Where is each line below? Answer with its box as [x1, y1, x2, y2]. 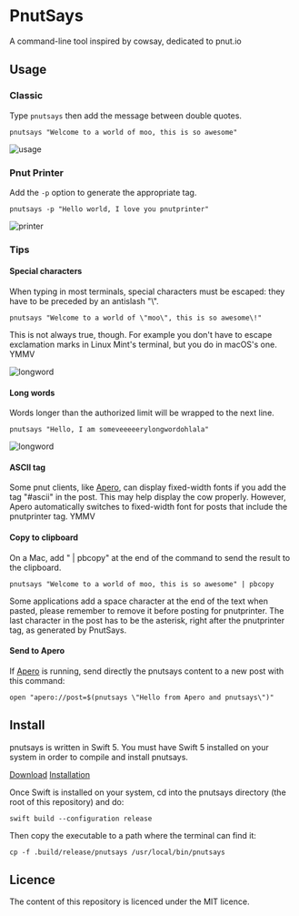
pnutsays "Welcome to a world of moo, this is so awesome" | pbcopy [9, 579, 274, 588]
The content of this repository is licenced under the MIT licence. [9, 896, 250, 907]
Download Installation [9, 768, 91, 779]
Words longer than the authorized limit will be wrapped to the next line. [9, 407, 274, 419]
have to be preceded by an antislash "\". [9, 296, 159, 307]
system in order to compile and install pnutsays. [9, 751, 189, 762]
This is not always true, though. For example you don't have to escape [9, 330, 273, 341]
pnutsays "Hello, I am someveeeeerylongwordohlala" [9, 425, 209, 434]
